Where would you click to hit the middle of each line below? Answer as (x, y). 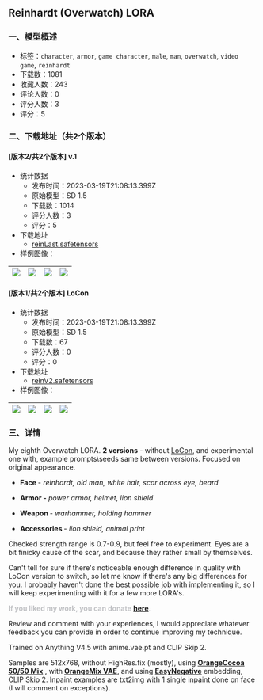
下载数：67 (50, 342)
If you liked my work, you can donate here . (80, 608)
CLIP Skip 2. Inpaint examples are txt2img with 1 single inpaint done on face (132, 679)
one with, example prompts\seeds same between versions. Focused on (124, 459)
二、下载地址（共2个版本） (59, 136)
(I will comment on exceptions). (59, 688)
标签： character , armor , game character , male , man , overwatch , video (129, 55)
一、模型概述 (33, 37)
